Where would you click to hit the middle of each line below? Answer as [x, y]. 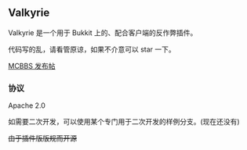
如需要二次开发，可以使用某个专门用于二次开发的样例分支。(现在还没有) [124, 122]
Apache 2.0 [27, 105]
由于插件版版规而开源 [42, 138]
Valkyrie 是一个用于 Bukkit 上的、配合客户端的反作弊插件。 [103, 32]
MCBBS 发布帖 [32, 66]
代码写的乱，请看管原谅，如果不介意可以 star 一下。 [92, 49]
